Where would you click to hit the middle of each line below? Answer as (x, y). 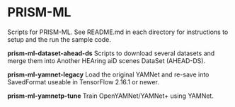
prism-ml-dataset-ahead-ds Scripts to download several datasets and (111, 53)
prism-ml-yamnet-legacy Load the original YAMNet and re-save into (108, 74)
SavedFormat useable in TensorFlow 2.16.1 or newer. (83, 81)
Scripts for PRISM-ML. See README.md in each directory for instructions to (118, 32)
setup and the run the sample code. (59, 39)
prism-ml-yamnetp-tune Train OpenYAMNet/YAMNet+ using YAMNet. (110, 96)
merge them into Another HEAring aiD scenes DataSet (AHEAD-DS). (107, 60)
